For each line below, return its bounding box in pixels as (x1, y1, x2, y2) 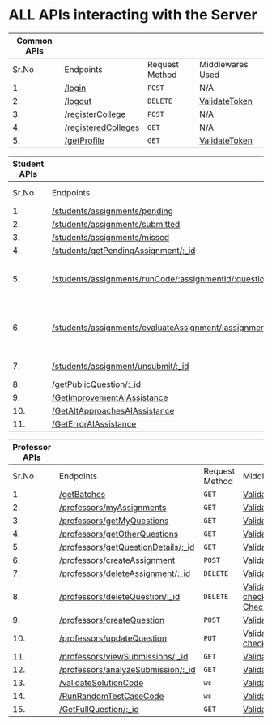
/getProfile (64, 135, 105, 146)
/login (64, 82, 87, 93)
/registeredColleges (64, 122, 140, 133)
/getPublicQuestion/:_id (51, 379, 142, 390)
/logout (64, 95, 91, 106)
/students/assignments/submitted (51, 218, 181, 230)
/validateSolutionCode (59, 677, 144, 689)
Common (15, 35, 53, 46)
